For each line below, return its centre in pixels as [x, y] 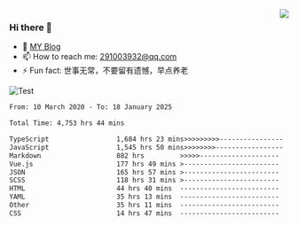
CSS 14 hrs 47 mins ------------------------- [144, 213]
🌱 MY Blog [41, 47]
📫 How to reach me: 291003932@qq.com [99, 57]
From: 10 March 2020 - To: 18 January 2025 [91, 107]
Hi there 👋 [31, 27]
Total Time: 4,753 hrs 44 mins [67, 123]
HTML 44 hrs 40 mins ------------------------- [144, 189]
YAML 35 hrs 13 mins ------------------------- [144, 197]
